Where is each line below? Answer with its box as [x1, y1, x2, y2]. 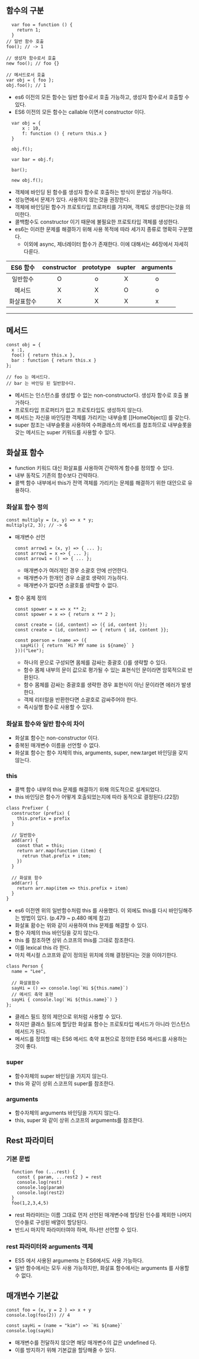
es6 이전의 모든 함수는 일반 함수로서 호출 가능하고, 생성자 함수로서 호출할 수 [14, 93, 190, 100]
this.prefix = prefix [17, 816, 70, 821]
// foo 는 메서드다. [6, 374, 51, 380]
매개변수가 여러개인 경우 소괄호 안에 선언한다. [23, 567, 129, 574]
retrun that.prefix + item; [21, 853, 92, 859]
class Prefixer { [6, 805, 49, 811]
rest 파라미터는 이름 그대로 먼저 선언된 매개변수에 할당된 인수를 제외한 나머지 [14, 1211, 192, 1218]
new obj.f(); [11, 177, 44, 183]
